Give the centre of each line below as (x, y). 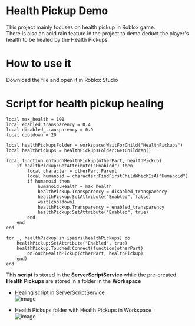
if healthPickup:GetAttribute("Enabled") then (75, 166)
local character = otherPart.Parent (72, 171)
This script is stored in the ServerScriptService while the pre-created (91, 275)
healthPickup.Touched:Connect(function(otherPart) (80, 248)
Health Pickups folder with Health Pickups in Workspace (83, 310)
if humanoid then (48, 181)
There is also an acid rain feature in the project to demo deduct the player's (97, 33)
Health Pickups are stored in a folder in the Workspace (74, 281)
